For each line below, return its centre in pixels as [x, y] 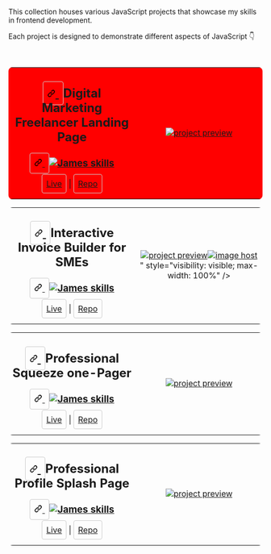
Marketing [72, 108]
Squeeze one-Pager [72, 373]
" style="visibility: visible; [188, 265]
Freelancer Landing [72, 122]
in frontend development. [50, 20]
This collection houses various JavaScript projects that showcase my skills [132, 12]
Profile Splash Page [72, 483]
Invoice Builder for [72, 248]
